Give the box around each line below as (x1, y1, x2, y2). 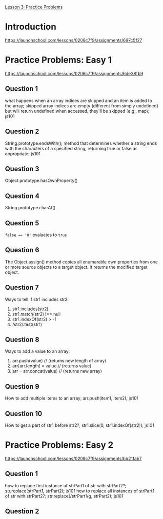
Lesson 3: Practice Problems (5, 4, 63, 10)
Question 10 (5, 409, 42, 418)
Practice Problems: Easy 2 (5, 439, 114, 451)
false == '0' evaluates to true (5, 232, 67, 238)
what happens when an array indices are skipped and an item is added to (5, 98, 152, 103)
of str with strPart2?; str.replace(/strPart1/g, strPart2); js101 (5, 493, 123, 499)
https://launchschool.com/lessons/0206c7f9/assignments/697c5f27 (5, 37, 143, 43)
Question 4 (5, 192, 40, 200)
